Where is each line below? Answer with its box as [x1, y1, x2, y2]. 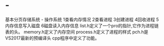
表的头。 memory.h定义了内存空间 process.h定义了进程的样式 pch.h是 [5, 29, 149, 35]
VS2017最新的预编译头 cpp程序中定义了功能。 [5, 35, 99, 41]
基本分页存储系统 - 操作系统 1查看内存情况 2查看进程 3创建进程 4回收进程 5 [5, 16, 159, 22]
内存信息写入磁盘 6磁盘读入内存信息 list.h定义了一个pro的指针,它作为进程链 [5, 22, 159, 29]
